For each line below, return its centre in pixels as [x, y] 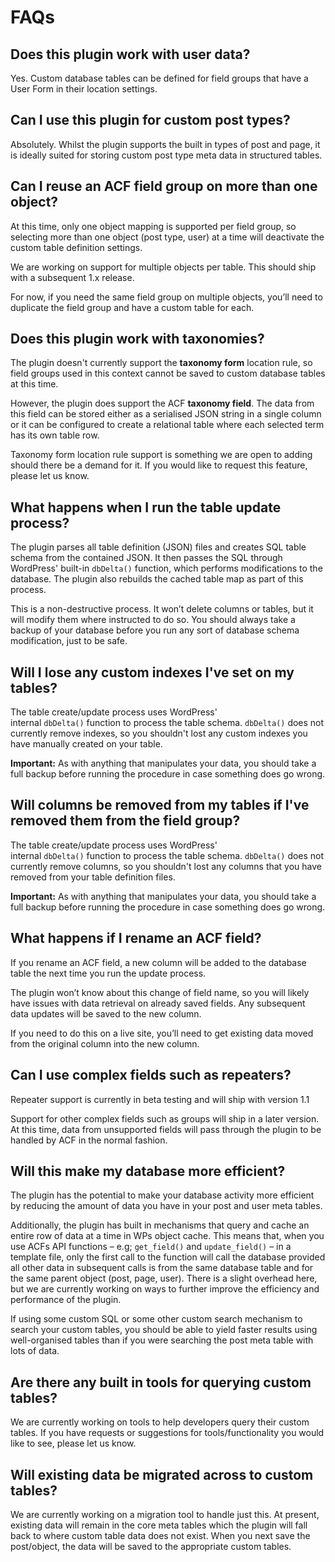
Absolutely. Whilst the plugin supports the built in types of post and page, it [165, 144]
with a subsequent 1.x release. [72, 277]
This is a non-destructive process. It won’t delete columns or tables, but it [162, 609]
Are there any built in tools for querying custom [161, 1382]
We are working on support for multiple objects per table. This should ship [163, 267]
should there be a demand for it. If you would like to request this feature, [159, 465]
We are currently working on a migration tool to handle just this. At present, [165, 1514]
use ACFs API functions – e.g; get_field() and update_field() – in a [151, 1247]
